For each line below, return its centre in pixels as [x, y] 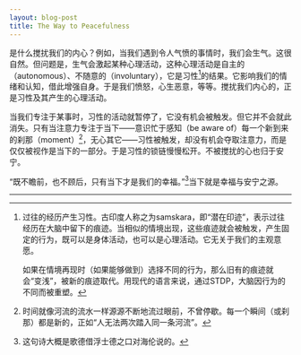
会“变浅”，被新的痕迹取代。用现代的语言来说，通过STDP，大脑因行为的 [154, 281]
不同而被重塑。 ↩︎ [54, 292]
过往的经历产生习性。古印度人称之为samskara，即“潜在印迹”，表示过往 [153, 217]
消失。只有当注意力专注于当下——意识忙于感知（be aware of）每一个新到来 [149, 128]
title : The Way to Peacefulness [69, 26]
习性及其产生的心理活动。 [64, 98]
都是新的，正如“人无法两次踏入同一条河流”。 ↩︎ [125, 323]
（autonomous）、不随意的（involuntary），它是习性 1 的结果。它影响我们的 [144, 74]
